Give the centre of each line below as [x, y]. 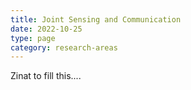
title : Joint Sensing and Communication [96, 19]
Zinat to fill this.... [46, 76]
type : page [33, 38]
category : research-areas [64, 47]
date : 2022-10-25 [46, 29]
